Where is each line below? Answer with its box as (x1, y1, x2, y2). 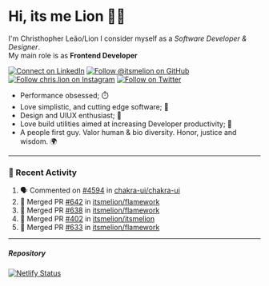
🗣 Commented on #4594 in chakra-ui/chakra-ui (19, 185, 180, 195)
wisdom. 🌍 (19, 136, 58, 146)
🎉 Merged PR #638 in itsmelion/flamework (19, 205, 160, 215)
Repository (8, 248, 46, 258)
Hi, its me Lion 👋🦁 (8, 7, 126, 26)
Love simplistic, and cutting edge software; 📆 (19, 101, 170, 111)
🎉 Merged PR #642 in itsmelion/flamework (19, 197, 160, 207)
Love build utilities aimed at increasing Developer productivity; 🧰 (19, 119, 232, 129)
